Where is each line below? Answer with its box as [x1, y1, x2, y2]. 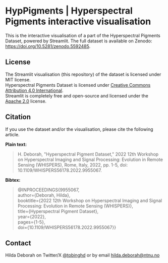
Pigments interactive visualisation [5, 16, 151, 27]
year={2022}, [17, 214, 46, 220]
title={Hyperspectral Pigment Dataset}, [17, 208, 99, 214]
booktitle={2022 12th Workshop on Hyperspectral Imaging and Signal [17, 197, 162, 203]
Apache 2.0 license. [5, 98, 47, 104]
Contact [5, 239, 31, 247]
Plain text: [5, 141, 27, 147]
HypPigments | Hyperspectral [5, 5, 133, 17]
